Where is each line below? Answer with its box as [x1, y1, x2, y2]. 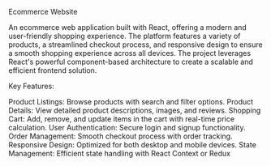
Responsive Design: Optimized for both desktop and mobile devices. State [8, 140, 257, 149]
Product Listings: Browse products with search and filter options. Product [8, 97, 254, 106]
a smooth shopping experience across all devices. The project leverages [8, 49, 252, 57]
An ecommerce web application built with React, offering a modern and [8, 23, 247, 32]
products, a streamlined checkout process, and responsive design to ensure [8, 40, 263, 49]
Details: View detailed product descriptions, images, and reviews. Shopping [8, 105, 261, 115]
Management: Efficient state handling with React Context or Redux [8, 149, 231, 158]
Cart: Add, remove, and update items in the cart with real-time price [8, 114, 235, 124]
